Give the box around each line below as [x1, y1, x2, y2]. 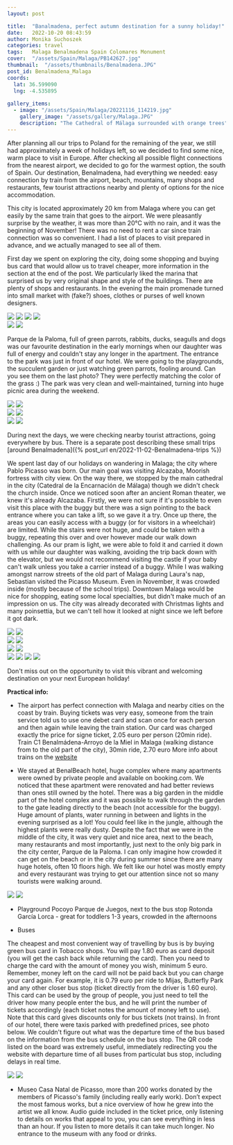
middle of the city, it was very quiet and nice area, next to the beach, [17, 832, 214, 841]
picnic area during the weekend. [7, 387, 99, 395]
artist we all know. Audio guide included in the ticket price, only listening [17, 1107, 224, 1116]
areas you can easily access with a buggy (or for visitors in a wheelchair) [7, 518, 216, 526]
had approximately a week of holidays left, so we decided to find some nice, [7, 146, 225, 154]
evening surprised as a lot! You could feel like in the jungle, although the [17, 818, 223, 826]
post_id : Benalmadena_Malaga [7, 67, 92, 75]
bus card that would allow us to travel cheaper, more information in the [7, 261, 209, 270]
